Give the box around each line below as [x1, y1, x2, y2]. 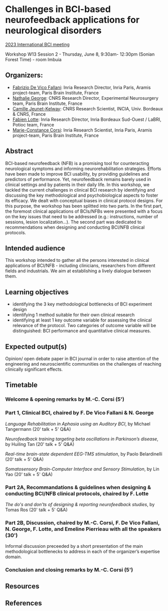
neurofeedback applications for [5, 14, 140, 26]
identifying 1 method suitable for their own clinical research [12, 312, 135, 318]
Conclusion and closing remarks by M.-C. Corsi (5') [5, 566, 133, 573]
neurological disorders [5, 25, 102, 36]
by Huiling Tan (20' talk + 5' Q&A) [5, 441, 75, 447]
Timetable [5, 381, 38, 389]
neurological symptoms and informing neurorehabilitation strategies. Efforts [5, 166, 161, 172]
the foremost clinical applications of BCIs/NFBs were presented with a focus [5, 208, 163, 214]
